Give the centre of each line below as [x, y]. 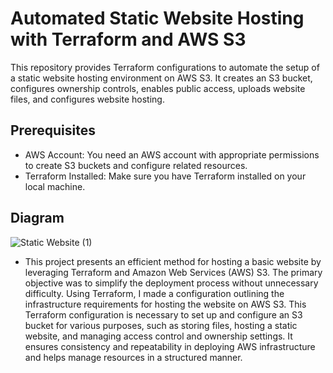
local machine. [55, 186]
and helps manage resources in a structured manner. [133, 357]
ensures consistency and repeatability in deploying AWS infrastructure [170, 346]
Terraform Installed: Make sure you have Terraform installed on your [165, 176]
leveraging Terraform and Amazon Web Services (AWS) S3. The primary [173, 272]
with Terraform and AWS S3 [128, 39]
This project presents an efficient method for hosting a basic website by [173, 261]
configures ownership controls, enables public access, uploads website [158, 88]
